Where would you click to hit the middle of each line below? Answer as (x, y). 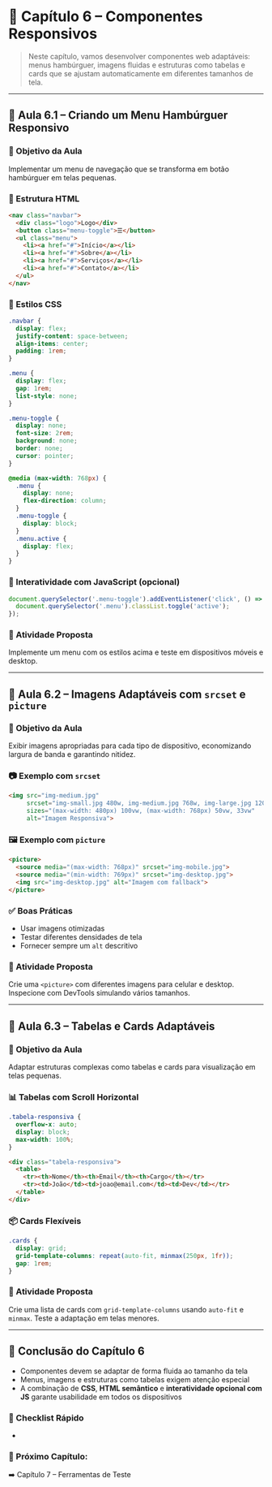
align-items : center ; (52, 344)
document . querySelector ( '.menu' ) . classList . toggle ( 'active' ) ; (123, 607)
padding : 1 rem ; (41, 351)
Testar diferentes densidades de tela (81, 936)
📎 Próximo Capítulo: (48, 1456)
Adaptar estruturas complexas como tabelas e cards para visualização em (132, 1066)
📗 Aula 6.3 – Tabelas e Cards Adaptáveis (112, 1026)
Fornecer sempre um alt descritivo (79, 945)
